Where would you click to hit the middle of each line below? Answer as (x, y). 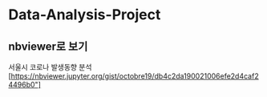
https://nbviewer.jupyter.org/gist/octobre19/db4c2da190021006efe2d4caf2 (135, 76)
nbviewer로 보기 (48, 46)
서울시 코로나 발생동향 (43, 67)
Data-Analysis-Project (85, 15)
